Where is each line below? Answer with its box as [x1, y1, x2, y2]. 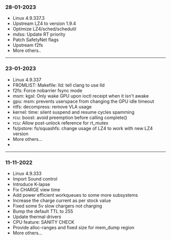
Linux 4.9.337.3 [12, 15, 45, 21]
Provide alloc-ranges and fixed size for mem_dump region [12, 224, 135, 230]
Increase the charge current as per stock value [12, 197, 111, 203]
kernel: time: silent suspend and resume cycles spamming [12, 109, 135, 115]
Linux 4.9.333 [12, 170, 42, 176]
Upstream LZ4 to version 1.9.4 [12, 20, 76, 26]
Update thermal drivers [12, 214, 62, 220]
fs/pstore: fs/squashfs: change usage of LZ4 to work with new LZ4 [12, 125, 153, 131]
